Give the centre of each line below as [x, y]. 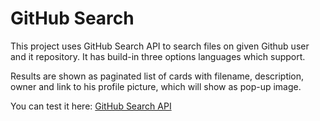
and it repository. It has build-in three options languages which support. [158, 56]
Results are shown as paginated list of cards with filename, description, [157, 76]
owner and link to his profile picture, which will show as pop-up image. [156, 86]
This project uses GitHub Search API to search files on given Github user [160, 46]
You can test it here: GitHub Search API [91, 106]
